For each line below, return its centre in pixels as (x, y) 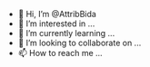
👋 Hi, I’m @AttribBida (57, 14)
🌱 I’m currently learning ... (66, 33)
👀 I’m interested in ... (56, 24)
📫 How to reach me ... (60, 53)
